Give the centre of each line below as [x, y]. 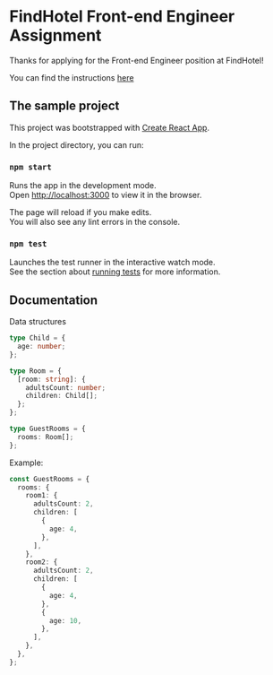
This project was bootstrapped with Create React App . [110, 127]
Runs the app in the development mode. [83, 186]
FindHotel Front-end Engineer [122, 17]
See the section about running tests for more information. [115, 272]
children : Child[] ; [62, 396]
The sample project [64, 106]
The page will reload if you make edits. [81, 212]
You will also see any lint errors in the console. [95, 222]
